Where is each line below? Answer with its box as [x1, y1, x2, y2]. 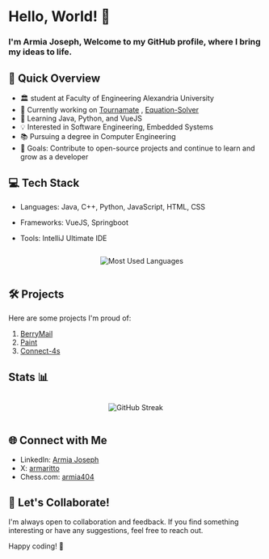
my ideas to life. [8, 46, 73, 57]
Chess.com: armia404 [19, 472, 95, 482]
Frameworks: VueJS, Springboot [19, 218, 129, 227]
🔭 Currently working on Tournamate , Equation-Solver [19, 104, 200, 114]
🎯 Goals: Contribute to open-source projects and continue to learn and [19, 143, 255, 153]
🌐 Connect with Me [8, 433, 107, 447]
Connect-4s [19, 345, 61, 355]
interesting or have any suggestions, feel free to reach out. [8, 525, 204, 535]
